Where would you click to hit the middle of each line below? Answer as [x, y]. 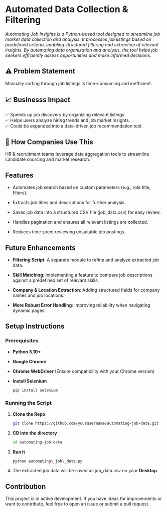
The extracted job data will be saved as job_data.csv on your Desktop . [85, 471]
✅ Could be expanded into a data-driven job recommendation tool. [74, 126]
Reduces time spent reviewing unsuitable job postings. [69, 232]
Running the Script [28, 403]
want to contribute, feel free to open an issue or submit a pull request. [77, 504]
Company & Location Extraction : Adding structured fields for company [86, 290]
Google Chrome [29, 361]
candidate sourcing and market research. [48, 159]
